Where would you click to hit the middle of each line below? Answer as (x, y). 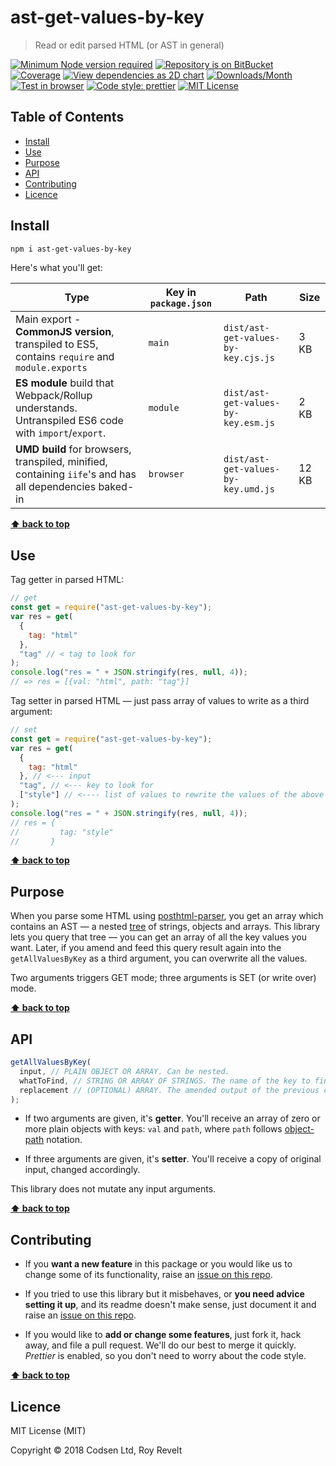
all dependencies (56, 487)
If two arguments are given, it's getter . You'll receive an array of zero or (172, 1118)
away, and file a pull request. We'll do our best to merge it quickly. (160, 1345)
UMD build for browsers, (73, 449)
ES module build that (65, 383)
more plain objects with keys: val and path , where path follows (153, 1129)
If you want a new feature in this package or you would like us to (158, 1264)
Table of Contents (67, 117)
